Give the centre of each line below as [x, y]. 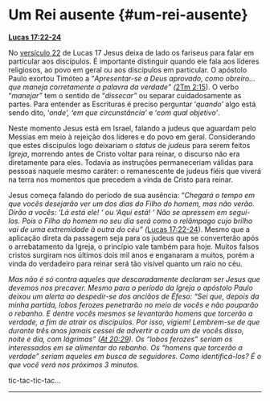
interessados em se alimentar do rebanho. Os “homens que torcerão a [125, 347]
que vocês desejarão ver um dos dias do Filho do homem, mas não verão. [132, 204]
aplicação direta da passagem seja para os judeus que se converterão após [134, 238]
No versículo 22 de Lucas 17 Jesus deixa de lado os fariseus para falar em [131, 52]
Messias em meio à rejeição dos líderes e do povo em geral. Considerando [132, 136]
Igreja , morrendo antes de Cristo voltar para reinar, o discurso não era [124, 154]
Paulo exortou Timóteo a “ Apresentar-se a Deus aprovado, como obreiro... [132, 78]
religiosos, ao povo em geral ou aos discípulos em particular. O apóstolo [128, 69]
